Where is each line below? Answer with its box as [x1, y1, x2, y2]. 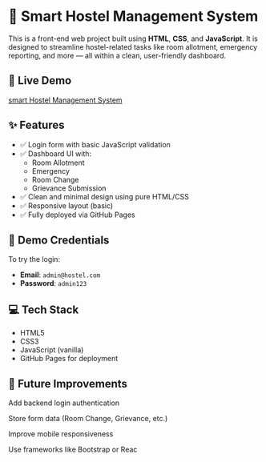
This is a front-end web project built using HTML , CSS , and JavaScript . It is [8, 34, 258, 43]
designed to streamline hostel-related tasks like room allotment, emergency [8, 42, 258, 51]
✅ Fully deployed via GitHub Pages [19, 210, 135, 219]
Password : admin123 [19, 279, 87, 288]
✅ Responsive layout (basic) [19, 200, 114, 211]
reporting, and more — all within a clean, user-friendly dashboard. [8, 50, 227, 60]
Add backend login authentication [8, 398, 120, 408]
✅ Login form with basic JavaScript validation [19, 139, 171, 149]
